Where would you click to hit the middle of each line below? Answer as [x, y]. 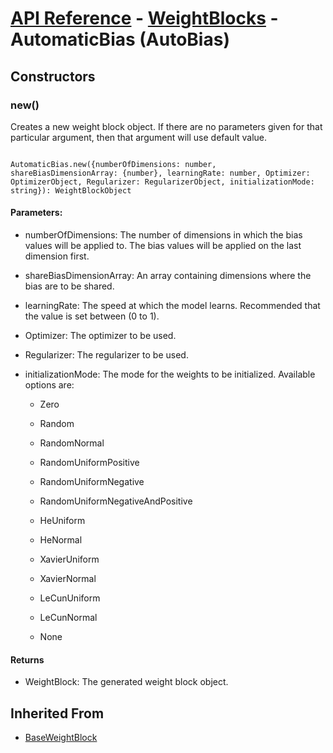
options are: [49, 385]
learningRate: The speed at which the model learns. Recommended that [172, 306]
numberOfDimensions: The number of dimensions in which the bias [163, 235]
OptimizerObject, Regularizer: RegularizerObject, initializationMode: [162, 182]
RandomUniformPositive [89, 463]
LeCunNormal [68, 618]
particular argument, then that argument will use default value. [139, 137]
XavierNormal [68, 579]
